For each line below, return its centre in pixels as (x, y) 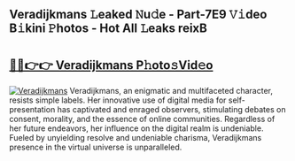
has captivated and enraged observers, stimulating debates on (171, 109)
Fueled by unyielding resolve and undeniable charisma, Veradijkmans (136, 138)
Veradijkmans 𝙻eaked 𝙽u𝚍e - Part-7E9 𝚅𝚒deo (138, 15)
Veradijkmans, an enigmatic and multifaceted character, (171, 91)
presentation (32, 109)
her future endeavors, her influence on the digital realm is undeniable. (136, 128)
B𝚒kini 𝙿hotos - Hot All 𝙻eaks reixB (109, 29)
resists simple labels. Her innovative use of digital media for (118, 100)
